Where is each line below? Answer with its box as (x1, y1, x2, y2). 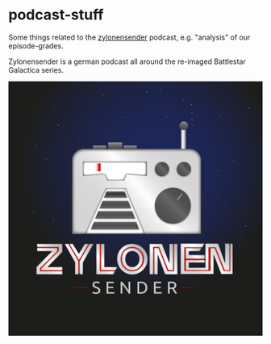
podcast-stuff (8, 6, 104, 24)
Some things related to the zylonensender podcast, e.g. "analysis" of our (8, 32, 251, 42)
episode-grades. (8, 40, 64, 50)
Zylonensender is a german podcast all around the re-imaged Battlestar (8, 57, 246, 66)
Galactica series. (8, 65, 65, 74)
